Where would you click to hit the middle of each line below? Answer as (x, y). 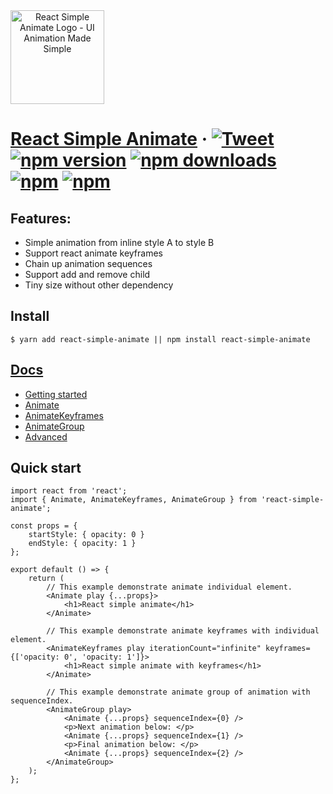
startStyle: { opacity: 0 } (86, 535)
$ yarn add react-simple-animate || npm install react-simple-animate (160, 339)
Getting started (56, 394)
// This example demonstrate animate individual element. (169, 587)
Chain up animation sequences (88, 263)
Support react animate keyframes (93, 253)
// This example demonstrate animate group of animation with (178, 692)
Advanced (46, 436)
